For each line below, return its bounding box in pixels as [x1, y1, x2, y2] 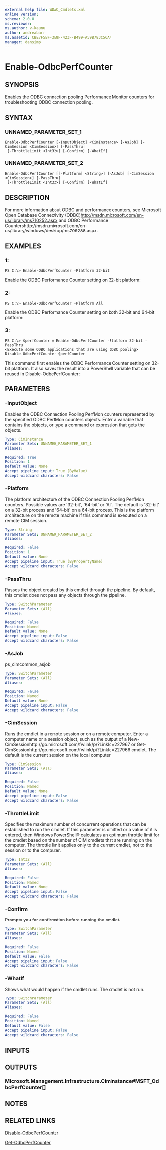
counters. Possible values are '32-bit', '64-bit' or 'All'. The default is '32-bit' [5, 501, 160, 507]
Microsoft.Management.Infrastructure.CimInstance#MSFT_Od [5, 1078, 159, 1085]
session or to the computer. [5, 847, 61, 853]
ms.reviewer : [5, 21, 32, 26]
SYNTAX [5, 114, 33, 122]
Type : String [5, 527, 32, 532]
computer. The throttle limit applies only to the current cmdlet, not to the [5, 843, 153, 848]
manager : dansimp [5, 40, 41, 45]
